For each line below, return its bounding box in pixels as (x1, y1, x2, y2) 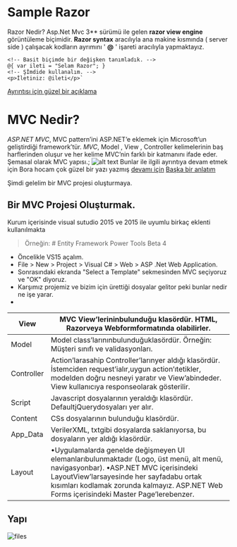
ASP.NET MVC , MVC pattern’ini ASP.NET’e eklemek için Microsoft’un (7, 135, 207, 143)
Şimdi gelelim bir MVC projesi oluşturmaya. (7, 178, 133, 187)
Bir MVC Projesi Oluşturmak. (7, 199, 135, 211)
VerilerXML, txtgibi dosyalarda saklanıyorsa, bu (50, 424, 207, 434)
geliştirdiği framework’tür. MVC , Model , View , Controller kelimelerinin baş (7, 142, 224, 151)
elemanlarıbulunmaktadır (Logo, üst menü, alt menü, (50, 454, 224, 464)
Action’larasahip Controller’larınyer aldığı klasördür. (50, 355, 221, 365)
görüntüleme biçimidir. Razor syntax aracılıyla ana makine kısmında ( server (7, 35, 228, 43)
